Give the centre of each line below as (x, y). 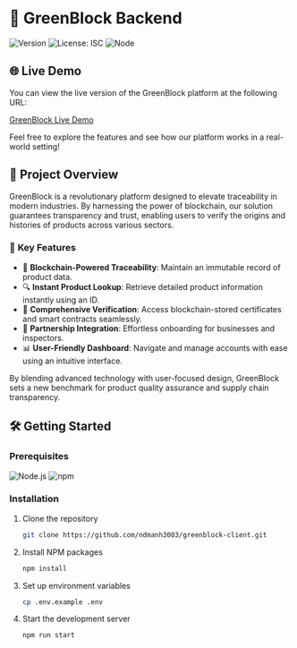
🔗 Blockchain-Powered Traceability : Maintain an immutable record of (151, 267)
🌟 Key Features (42, 248)
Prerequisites (39, 456)
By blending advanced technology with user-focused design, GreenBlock (144, 378)
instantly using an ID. (61, 300)
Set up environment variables (76, 585)
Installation (34, 499)
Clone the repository (60, 518)
